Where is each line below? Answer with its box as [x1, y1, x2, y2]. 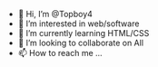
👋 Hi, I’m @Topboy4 [17, 9, 94, 19]
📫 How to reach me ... [17, 48, 103, 58]
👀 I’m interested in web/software [17, 18, 140, 29]
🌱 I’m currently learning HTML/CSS [17, 28, 150, 38]
